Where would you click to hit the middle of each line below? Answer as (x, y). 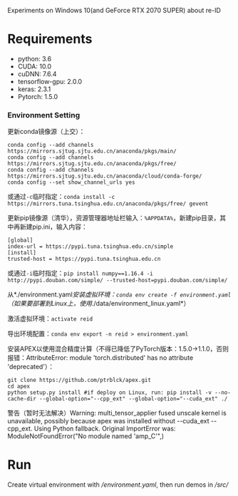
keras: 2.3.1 (34, 89)
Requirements (50, 39)
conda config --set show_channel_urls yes (71, 182)
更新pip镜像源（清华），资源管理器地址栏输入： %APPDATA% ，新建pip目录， (114, 218)
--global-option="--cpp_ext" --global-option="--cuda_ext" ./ (133, 399)
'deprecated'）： (31, 367)
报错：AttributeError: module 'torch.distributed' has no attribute (100, 358)
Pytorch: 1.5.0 (38, 96)
